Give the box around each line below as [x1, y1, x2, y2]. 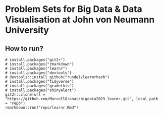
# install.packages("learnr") [5, 66, 68, 71]
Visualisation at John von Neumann [5, 14, 155, 25]
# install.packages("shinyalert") [5, 88, 77, 93]
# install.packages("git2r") [5, 57, 65, 62]
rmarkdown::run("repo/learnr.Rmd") [5, 105, 79, 110]
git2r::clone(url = [5, 92, 46, 97]
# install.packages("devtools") [5, 70, 72, 75]
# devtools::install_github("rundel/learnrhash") [5, 75, 110, 80]
